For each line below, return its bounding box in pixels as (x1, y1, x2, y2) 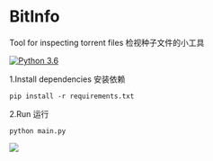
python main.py (9, 126, 67, 136)
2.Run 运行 (9, 108, 49, 119)
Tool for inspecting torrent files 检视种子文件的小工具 (9, 37, 205, 48)
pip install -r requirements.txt (9, 92, 135, 101)
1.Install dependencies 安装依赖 (9, 74, 126, 85)
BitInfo (9, 6, 60, 27)
